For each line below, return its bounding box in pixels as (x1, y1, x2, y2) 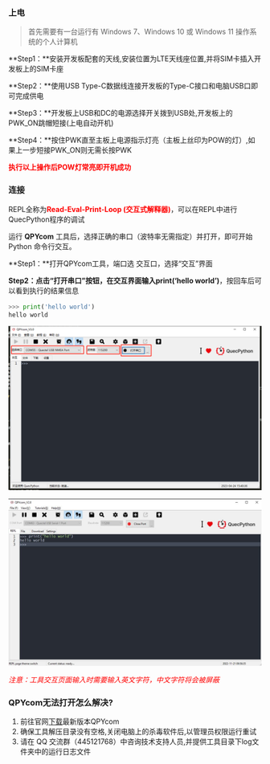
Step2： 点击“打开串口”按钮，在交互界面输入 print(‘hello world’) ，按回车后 (8, 276, 256, 285)
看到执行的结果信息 (14, 285, 79, 295)
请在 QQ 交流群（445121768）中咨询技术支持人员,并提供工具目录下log (19, 737, 252, 746)
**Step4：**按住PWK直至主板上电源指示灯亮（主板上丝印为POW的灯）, (8, 135, 248, 145)
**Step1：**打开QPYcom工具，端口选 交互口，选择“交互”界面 (8, 259, 213, 268)
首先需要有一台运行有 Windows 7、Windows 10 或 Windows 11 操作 (27, 27, 251, 37)
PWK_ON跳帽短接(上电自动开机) (8, 118, 114, 128)
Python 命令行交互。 (8, 241, 76, 251)
